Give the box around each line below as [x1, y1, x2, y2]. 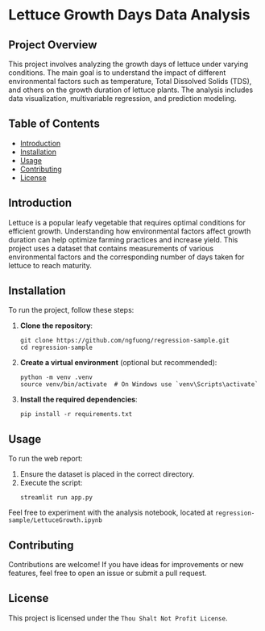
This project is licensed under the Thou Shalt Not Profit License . [8, 612, 228, 623]
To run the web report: [8, 454, 83, 464]
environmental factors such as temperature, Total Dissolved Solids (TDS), [8, 77, 252, 86]
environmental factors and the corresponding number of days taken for [8, 252, 245, 262]
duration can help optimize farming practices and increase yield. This [8, 234, 238, 244]
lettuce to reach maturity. [8, 260, 93, 270]
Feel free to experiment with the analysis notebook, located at [8, 507, 213, 518]
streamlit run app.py [19, 494, 93, 502]
